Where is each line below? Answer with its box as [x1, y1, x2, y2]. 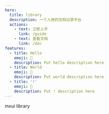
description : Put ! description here [14, 88, 95, 94]
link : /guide [18, 31, 47, 36]
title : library [9, 12, 42, 17]
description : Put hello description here [14, 60, 104, 65]
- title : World [9, 65, 42, 70]
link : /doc [18, 41, 42, 46]
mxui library [5, 103, 30, 109]
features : [5, 46, 26, 51]
